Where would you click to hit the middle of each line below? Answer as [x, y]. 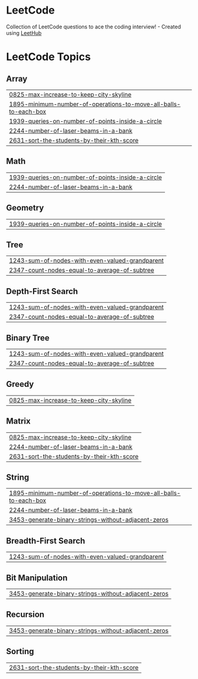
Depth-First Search [42, 291]
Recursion [25, 615]
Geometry [25, 208]
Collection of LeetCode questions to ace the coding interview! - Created [94, 27]
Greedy [20, 384]
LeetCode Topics [49, 57]
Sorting [20, 651]
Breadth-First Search [46, 541]
